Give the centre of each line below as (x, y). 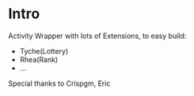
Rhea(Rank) (39, 60)
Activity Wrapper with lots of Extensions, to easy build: (97, 36)
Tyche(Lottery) (44, 51)
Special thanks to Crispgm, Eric (59, 83)
